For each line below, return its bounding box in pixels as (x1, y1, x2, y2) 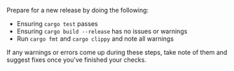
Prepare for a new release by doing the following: (6, 6, 149, 14)
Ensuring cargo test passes (16, 20, 99, 27)
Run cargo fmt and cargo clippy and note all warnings (16, 34, 174, 43)
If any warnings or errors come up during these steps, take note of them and (6, 49, 228, 56)
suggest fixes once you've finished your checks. (6, 56, 146, 64)
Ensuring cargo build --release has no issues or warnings (16, 27, 188, 35)
